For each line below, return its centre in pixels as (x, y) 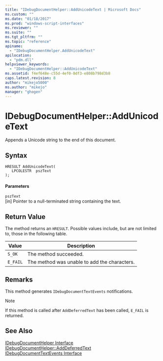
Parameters (17, 186)
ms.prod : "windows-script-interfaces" (45, 23)
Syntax (16, 155)
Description (81, 246)
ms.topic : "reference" (28, 42)
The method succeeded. (56, 254)
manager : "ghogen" (24, 92)
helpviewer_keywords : (27, 64)
